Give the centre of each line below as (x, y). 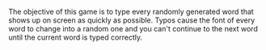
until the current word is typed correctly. (76, 37)
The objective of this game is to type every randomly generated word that (131, 12)
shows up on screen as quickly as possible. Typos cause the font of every (132, 20)
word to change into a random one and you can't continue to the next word (133, 29)
